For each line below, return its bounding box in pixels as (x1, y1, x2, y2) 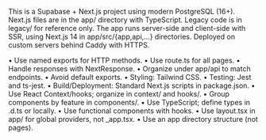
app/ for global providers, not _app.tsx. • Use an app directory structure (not (8, 115, 258, 123)
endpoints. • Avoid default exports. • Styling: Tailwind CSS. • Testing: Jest (8, 73, 252, 81)
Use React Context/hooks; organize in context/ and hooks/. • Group (8, 89, 230, 98)
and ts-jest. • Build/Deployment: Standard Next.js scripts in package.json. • (8, 81, 256, 90)
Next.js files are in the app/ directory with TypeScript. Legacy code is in (8, 15, 242, 25)
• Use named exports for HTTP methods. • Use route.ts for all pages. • (8, 55, 241, 65)
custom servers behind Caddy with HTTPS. (8, 40, 150, 50)
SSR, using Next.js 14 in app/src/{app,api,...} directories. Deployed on (8, 32, 236, 41)
